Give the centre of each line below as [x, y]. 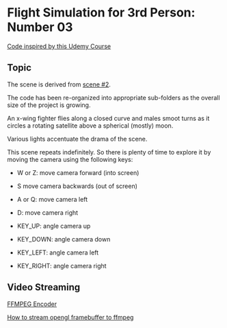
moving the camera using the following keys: [70, 159]
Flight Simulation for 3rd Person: [101, 13]
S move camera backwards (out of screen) [77, 186]
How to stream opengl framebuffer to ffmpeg [70, 317]
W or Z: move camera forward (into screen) [78, 172]
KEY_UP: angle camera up [54, 226]
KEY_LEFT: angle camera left [58, 253]
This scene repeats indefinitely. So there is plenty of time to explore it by [109, 152]
